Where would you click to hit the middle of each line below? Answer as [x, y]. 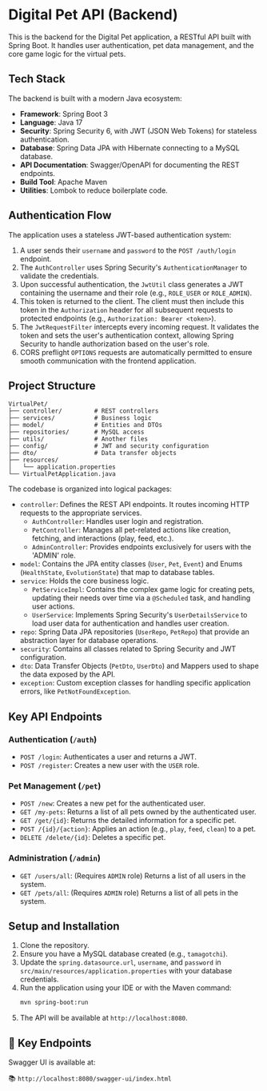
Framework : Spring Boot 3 [64, 114]
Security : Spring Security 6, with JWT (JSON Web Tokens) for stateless [138, 130]
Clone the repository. [54, 945]
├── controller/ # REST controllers [84, 411]
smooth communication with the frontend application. [108, 361]
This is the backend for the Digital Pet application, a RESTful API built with [130, 37]
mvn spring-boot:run [54, 1003]
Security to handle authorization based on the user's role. [115, 344]
